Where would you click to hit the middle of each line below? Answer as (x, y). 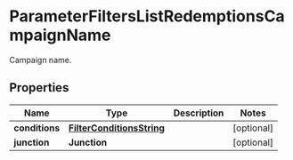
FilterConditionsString (116, 128)
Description (199, 113)
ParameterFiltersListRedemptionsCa (147, 16)
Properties (39, 88)
